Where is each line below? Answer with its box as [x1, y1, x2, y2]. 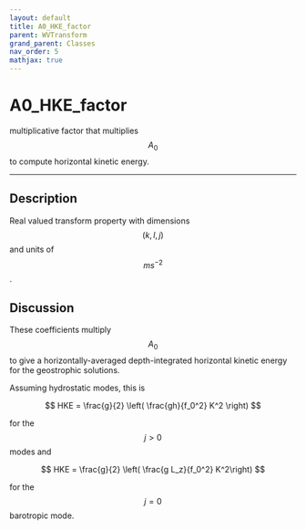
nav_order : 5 [9, 47, 59, 57]
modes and [9, 446, 52, 457]
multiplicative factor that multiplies [9, 125, 139, 136]
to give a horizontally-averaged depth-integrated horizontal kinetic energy [9, 355, 288, 366]
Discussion [9, 300, 75, 316]
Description [9, 191, 77, 206]
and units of [9, 244, 55, 255]
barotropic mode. [9, 510, 75, 521]
